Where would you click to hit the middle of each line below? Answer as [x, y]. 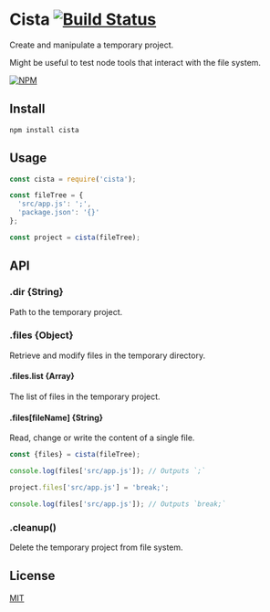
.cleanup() [33, 527]
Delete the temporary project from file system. [97, 547]
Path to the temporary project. [66, 311]
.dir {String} [36, 292]
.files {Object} [42, 335]
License [32, 576]
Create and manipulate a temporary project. [92, 45]
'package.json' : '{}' [59, 213]
